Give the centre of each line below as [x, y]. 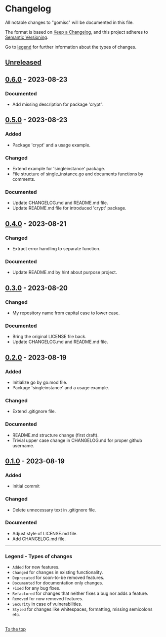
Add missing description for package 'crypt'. [57, 104]
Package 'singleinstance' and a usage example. [61, 387]
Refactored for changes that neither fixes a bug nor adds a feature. [80, 593]
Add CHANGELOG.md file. [39, 539]
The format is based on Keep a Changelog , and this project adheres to [77, 32]
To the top [16, 629]
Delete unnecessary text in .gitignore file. [54, 510]
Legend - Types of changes [39, 556]
